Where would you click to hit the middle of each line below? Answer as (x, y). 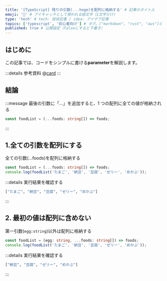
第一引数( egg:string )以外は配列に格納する (48, 231)
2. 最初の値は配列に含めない (48, 218)
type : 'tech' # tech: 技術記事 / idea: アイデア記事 (57, 19)
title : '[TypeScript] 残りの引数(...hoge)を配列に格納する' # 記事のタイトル (80, 10)
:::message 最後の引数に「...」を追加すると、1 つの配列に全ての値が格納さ (81, 103)
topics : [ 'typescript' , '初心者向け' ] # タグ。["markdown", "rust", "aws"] (82, 24)
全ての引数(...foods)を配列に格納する (43, 158)
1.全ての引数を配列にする (44, 145)
